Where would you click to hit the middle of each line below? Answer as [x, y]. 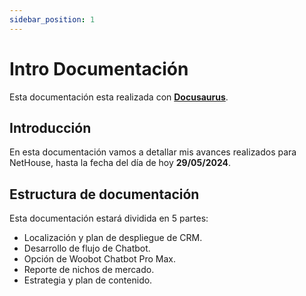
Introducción [50, 127]
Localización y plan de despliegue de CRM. [113, 238]
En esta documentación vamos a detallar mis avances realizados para [153, 152]
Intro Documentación [99, 68]
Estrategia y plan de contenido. [88, 280]
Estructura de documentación [104, 194]
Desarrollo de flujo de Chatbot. [87, 248]
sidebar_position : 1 [52, 19]
